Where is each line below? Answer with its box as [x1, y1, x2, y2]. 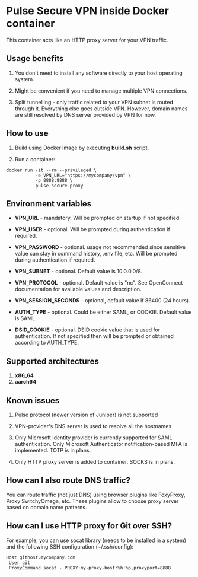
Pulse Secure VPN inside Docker [6, 4, 169, 18]
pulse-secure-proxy [35, 183, 84, 189]
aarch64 [14, 378, 37, 385]
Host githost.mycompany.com [6, 554, 76, 560]
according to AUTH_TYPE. [14, 339, 79, 346]
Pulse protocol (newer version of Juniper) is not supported [14, 411, 158, 418]
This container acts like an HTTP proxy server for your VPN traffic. [6, 36, 168, 43]
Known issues [6, 396, 60, 406]
